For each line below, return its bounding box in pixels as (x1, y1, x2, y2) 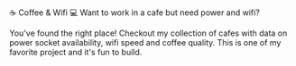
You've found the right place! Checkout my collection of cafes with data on (9, 28, 288, 38)
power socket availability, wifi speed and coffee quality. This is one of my (9, 37, 282, 47)
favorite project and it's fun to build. (9, 47, 143, 57)
